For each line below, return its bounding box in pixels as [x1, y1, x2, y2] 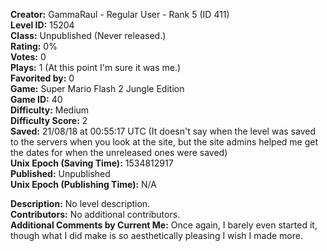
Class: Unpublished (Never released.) [10, 30, 167, 41]
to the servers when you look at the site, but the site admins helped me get [10, 136, 319, 148]
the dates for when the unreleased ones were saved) [10, 147, 228, 158]
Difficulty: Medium [10, 104, 90, 116]
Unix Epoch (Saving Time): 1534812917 [10, 157, 174, 169]
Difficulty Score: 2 [10, 115, 88, 126]
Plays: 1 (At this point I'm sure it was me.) [10, 62, 182, 73]
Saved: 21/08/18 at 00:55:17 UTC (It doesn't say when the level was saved [10, 125, 316, 137]
